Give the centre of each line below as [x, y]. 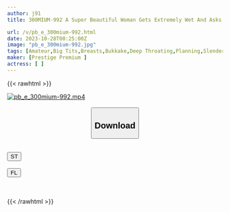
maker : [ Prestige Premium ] [47, 58]
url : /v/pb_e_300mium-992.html [52, 32]
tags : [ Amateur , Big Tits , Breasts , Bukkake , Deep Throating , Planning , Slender [116, 51]
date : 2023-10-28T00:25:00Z [47, 38]
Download [115, 125]
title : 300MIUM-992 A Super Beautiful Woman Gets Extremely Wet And [107, 20]
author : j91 [24, 13]
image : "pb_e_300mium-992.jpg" [52, 45]
